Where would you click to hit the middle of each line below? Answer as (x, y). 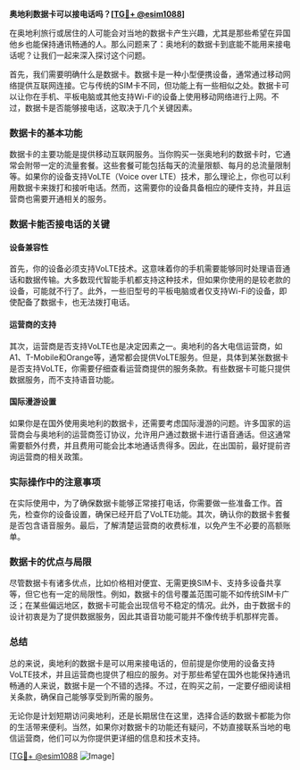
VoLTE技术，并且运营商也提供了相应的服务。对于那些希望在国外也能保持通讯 (150, 674)
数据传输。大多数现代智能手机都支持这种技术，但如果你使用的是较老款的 (158, 280)
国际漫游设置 (33, 402)
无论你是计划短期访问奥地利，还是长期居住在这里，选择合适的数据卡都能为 (146, 716)
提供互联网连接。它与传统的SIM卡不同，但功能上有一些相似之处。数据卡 (149, 85)
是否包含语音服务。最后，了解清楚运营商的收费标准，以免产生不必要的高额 (146, 525)
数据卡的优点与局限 (50, 562)
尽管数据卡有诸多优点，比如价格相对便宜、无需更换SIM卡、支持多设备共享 (146, 583)
